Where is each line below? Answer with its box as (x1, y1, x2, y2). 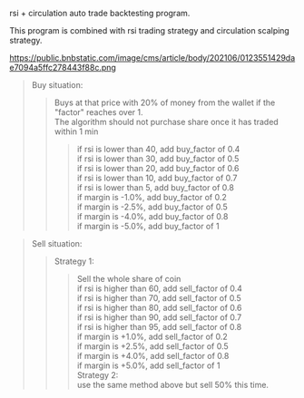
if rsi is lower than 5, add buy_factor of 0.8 (76, 182, 234, 193)
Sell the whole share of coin (76, 274, 181, 284)
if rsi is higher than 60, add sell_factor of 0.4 (76, 283, 243, 294)
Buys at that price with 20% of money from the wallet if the (54, 97, 276, 108)
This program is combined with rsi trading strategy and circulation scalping (9, 25, 290, 35)
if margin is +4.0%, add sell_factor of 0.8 (76, 351, 230, 361)
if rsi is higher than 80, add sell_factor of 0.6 (76, 303, 242, 313)
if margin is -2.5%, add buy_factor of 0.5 (76, 201, 229, 212)
